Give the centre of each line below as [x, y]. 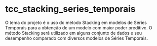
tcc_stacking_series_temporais [70, 9]
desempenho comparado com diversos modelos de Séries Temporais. [77, 38]
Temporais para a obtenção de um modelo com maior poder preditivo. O [79, 27]
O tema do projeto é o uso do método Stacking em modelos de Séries [76, 23]
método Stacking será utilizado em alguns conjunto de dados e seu [74, 33]
